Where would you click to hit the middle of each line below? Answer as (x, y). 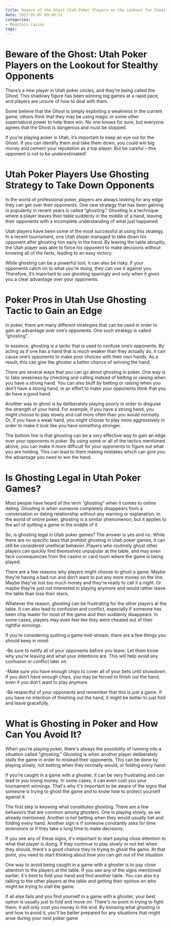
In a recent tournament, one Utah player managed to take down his (76, 237)
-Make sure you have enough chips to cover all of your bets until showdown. (86, 671)
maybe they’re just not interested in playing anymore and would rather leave (85, 588)
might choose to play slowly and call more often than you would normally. (83, 414)
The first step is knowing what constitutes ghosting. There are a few (77, 807)
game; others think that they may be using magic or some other (72, 117)
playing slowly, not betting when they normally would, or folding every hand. (86, 765)
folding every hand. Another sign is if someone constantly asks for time (81, 823)
